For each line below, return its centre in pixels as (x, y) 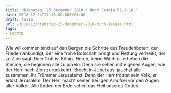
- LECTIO (15, 34)
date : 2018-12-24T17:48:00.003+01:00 (45, 15)
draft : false (19, 19)
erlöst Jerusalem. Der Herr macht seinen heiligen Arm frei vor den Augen (82, 80)
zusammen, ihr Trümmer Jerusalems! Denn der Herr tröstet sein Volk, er (81, 75)
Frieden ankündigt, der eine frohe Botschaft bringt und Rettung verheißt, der (86, 53)
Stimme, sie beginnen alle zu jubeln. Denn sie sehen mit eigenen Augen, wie (86, 64)
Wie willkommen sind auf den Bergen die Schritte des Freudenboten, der (82, 48)
